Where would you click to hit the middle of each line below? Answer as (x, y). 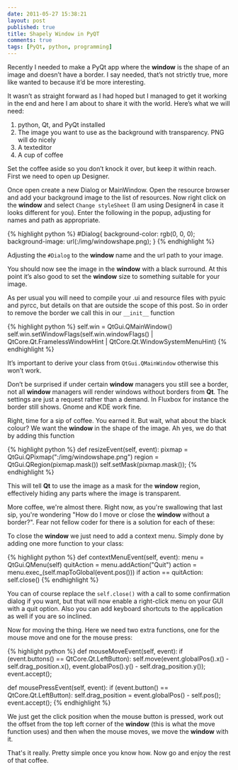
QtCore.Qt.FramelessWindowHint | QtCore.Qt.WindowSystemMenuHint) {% (117, 342)
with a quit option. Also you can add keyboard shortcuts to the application (115, 609)
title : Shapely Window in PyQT (53, 34)
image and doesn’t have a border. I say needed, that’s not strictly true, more (118, 75)
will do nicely (37, 140)
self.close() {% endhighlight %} (53, 580)
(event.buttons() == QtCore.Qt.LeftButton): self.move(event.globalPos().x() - (118, 659)
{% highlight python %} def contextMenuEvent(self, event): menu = (106, 557)
